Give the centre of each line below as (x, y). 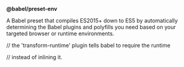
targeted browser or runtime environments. (60, 33)
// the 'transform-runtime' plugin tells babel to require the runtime (88, 45)
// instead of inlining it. (34, 57)
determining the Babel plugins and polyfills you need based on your (91, 27)
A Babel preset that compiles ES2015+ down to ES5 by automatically (92, 20)
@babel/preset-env (32, 9)
